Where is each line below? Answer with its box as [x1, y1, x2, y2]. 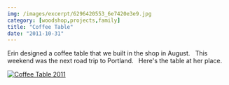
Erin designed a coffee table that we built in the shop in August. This [7, 49, 208, 58]
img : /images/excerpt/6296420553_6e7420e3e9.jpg [7, 10, 152, 18]
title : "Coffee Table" [7, 23, 74, 30]
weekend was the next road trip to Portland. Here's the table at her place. [7, 57, 223, 65]
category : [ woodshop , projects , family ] [7, 17, 120, 24]
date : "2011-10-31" [7, 30, 64, 37]
